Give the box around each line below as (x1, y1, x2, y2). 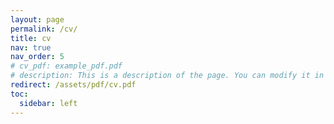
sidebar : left (19, 98, 78, 108)
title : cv (10, 33, 52, 43)
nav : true (10, 42, 52, 53)
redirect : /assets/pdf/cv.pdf (10, 80, 137, 90)
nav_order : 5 (10, 52, 65, 62)
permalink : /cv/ (10, 24, 78, 34)
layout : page (10, 14, 65, 25)
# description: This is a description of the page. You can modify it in (10, 71, 325, 81)
